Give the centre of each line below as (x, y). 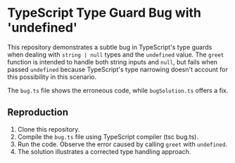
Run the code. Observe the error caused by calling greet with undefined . (122, 144)
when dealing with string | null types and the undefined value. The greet (116, 55)
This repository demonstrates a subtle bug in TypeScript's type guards (110, 47)
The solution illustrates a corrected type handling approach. (104, 151)
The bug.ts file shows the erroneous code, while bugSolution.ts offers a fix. (118, 90)
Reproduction (38, 112)
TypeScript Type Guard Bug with (104, 13)
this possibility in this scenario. (52, 77)
